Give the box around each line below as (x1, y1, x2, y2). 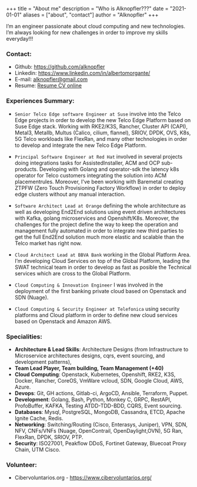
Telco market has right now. (14, 239, 82, 246)
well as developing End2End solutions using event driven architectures (14, 208, 186, 215)
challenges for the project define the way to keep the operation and (14, 221, 178, 228)
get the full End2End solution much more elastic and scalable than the (14, 233, 184, 241)
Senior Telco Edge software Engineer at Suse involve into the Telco (14, 110, 181, 117)
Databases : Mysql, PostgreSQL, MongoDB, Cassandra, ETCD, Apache (14, 408, 185, 415)
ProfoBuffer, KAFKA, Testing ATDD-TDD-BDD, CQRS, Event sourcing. (14, 402, 182, 409)
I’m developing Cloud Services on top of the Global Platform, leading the (14, 257, 190, 264)
